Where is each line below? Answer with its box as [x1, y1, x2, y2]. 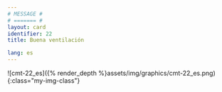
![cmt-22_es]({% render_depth [7, 69, 97, 77]
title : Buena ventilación [7, 37, 84, 44]
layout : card [7, 23, 46, 30]
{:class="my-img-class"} [7, 76, 80, 85]
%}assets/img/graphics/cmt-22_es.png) [98, 69, 216, 77]
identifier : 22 [7, 30, 53, 38]
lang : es [7, 50, 33, 57]
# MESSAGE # [7, 10, 43, 18]
